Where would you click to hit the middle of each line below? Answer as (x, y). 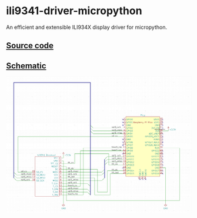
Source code (30, 46)
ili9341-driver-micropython (74, 11)
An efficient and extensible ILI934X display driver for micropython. (87, 27)
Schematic (26, 66)
